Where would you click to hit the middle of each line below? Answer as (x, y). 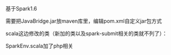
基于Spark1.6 (21, 8)
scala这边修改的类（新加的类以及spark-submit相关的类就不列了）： (87, 33)
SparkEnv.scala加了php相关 (39, 46)
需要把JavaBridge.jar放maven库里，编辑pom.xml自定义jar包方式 (84, 21)
